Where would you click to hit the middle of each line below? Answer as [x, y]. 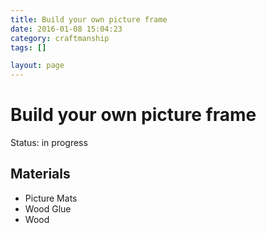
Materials [40, 174]
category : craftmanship [60, 38]
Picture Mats [51, 198]
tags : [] [28, 47]
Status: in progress [49, 143]
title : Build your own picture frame [89, 19]
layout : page [37, 66]
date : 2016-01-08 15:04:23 [66, 29]
